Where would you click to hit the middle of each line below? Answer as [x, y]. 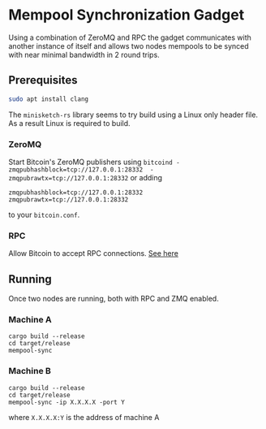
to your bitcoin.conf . [44, 214]
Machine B [30, 371]
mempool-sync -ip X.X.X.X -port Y [67, 402]
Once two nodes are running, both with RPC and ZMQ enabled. [114, 299]
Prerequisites [43, 80]
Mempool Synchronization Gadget [127, 15]
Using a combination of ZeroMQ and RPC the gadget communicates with [130, 37]
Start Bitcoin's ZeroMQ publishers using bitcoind [90, 162]
